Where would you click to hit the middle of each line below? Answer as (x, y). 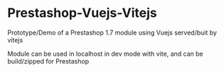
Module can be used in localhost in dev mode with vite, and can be (106, 54)
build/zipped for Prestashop (48, 61)
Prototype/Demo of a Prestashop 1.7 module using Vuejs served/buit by (112, 32)
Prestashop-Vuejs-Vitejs (82, 13)
